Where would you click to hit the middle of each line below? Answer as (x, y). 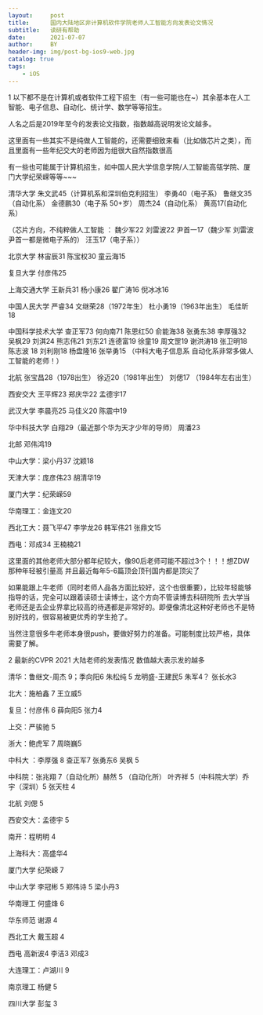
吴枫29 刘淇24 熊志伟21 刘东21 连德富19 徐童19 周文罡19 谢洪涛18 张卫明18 (128, 341)
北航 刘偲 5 (26, 803)
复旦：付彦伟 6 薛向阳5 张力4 (55, 710)
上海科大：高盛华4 (38, 853)
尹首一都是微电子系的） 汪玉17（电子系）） (76, 239)
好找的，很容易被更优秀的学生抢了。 (73, 616)
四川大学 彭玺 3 (33, 1003)
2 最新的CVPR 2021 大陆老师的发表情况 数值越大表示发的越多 (106, 659)
